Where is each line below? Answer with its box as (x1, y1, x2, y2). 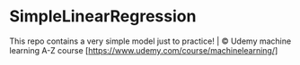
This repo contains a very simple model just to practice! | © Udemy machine (9, 36, 292, 46)
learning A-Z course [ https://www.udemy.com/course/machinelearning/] (9, 45, 278, 55)
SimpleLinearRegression (9, 6, 197, 27)
